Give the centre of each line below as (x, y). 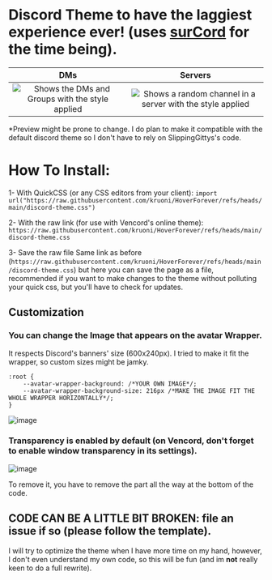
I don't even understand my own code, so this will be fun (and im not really (133, 559)
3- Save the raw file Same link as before (75, 252)
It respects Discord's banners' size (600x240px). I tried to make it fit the (129, 353)
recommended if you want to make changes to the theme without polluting (133, 278)
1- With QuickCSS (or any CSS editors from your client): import (113, 193)
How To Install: (59, 171)
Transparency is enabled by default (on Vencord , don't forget (131, 441)
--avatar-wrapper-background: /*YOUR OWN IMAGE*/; (110, 384)
